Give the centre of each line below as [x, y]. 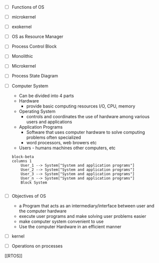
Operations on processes [37, 246]
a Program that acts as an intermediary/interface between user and [87, 206]
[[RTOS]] [13, 256]
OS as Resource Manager [37, 37]
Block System [34, 183]
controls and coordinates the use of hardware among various [88, 116]
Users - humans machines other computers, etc [67, 148]
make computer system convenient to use [61, 221]
